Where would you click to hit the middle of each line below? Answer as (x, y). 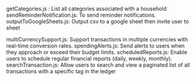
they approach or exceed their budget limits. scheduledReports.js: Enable (97, 52)
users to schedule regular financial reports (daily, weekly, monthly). (89, 58)
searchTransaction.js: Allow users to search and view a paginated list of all (98, 65)
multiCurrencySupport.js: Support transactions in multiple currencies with (97, 39)
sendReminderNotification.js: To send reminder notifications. (81, 15)
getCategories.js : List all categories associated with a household (86, 9)
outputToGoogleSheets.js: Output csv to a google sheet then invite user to (98, 21)
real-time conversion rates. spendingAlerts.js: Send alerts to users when (95, 46)
